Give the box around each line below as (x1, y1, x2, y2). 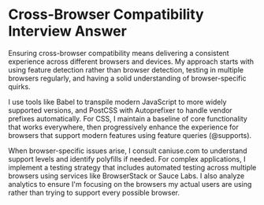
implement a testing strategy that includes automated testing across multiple (8, 162, 257, 172)
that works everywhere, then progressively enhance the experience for (8, 122, 239, 132)
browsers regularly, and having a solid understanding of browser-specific (8, 73, 247, 83)
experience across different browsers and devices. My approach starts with (8, 57, 255, 66)
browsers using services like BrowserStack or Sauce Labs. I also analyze (8, 171, 245, 181)
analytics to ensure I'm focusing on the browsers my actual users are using (8, 179, 252, 188)
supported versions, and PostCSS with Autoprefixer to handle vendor (8, 105, 232, 115)
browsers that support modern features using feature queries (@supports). (8, 130, 252, 140)
